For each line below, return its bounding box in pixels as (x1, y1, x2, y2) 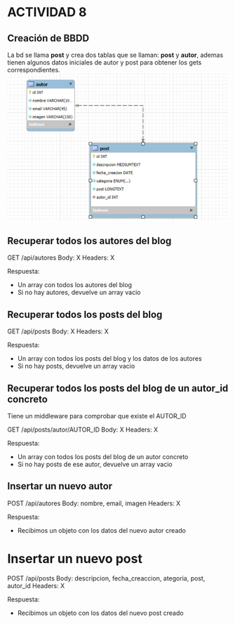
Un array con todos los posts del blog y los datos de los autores (17, 354, 202, 363)
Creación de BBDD (7, 32, 90, 44)
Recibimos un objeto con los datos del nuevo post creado (17, 609, 184, 617)
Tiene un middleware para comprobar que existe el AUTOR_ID (7, 411, 187, 420)
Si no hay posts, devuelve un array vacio (17, 362, 135, 371)
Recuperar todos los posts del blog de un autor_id (7, 382, 229, 394)
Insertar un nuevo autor (7, 480, 113, 492)
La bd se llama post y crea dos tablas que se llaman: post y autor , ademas (7, 51, 224, 59)
